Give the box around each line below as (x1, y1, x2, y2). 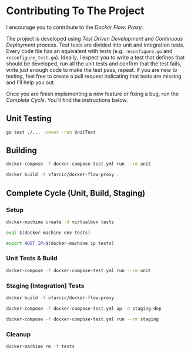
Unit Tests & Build (6, 254, 58, 263)
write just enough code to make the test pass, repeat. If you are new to (6, 66, 177, 73)
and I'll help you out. (6, 78, 56, 86)
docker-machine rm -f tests (6, 343, 75, 349)
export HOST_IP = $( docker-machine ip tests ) (6, 240, 115, 246)
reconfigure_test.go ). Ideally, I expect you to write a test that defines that (6, 54, 185, 61)
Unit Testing (6, 114, 52, 124)
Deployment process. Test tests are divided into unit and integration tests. (6, 41, 185, 48)
